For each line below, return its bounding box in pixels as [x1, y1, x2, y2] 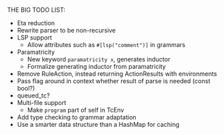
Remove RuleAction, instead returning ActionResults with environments [16, 70, 217, 78]
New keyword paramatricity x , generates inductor [27, 55, 171, 63]
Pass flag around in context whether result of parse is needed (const [16, 77, 210, 85]
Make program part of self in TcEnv [27, 106, 124, 114]
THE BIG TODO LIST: [7, 6, 66, 14]
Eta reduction [16, 19, 55, 27]
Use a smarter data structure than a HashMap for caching [16, 121, 180, 128]
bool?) [16, 85, 36, 92]
